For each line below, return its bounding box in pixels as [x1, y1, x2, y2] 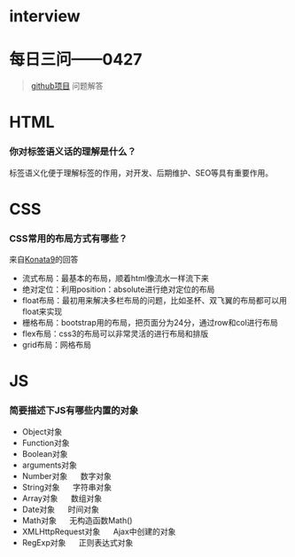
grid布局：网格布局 [21, 340, 91, 350]
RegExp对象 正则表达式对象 [21, 537, 134, 547]
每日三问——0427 [9, 50, 143, 70]
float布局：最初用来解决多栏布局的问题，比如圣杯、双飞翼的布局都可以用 [21, 295, 288, 306]
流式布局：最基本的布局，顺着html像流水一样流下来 [21, 273, 210, 284]
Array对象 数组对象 [21, 492, 103, 503]
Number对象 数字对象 [21, 470, 113, 481]
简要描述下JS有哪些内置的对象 [9, 404, 139, 417]
